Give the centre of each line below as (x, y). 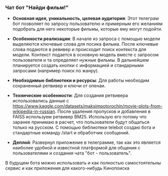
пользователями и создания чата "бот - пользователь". (72, 153)
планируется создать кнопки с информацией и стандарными (78, 65)
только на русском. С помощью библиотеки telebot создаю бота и (84, 127)
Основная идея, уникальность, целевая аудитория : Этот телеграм (86, 19)
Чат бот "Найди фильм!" (37, 8)
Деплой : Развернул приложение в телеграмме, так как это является (87, 142)
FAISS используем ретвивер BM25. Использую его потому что (79, 117)
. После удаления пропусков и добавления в (103, 111)
